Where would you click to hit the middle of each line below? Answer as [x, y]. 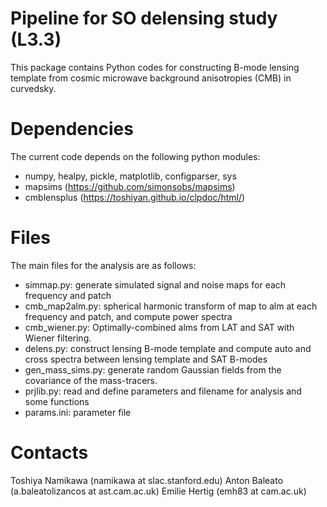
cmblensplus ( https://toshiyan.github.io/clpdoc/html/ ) [135, 197]
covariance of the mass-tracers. [91, 380]
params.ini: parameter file [78, 412]
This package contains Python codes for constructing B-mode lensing [155, 67]
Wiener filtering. [58, 338]
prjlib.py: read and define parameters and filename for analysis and [163, 391]
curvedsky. [33, 88]
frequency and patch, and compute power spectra [128, 316]
